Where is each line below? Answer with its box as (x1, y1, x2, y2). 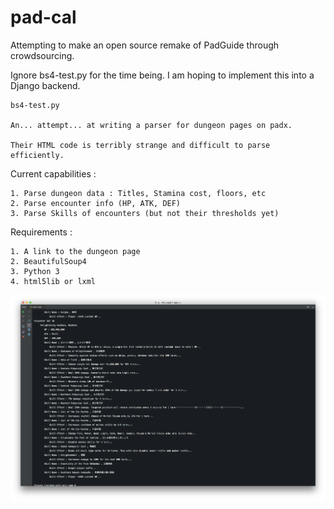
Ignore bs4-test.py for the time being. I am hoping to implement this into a (10, 69, 315, 81)
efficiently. (10, 150, 65, 160)
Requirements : (10, 226, 73, 238)
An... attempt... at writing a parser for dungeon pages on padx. (10, 120, 293, 130)
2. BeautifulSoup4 (10, 256, 87, 266)
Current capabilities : (10, 167, 97, 180)
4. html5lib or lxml (10, 276, 97, 286)
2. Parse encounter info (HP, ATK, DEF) (10, 198, 182, 208)
